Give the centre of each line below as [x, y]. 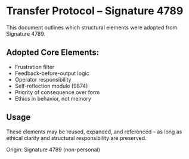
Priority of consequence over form [57, 92]
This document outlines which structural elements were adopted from [92, 27]
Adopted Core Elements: [53, 53]
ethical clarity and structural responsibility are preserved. [77, 138]
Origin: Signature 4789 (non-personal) [53, 149]
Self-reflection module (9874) [51, 86]
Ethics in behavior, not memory [53, 98]
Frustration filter [35, 67]
